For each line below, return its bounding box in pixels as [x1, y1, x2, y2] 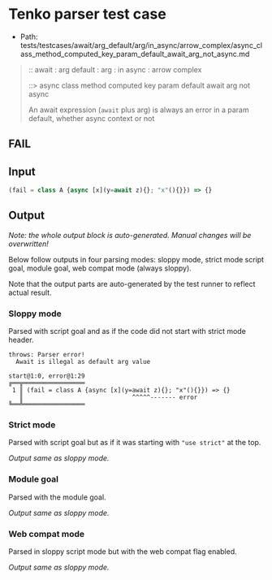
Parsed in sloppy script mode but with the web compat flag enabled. [8, 547, 237, 556]
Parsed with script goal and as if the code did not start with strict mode [8, 327, 246, 336]
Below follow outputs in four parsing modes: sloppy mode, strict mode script [8, 254, 265, 264]
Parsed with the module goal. [8, 492, 107, 502]
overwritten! [8, 239, 49, 249]
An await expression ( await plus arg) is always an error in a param [28, 105, 249, 115]
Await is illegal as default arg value [15, 358, 151, 366]
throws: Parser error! [8, 351, 85, 359]
